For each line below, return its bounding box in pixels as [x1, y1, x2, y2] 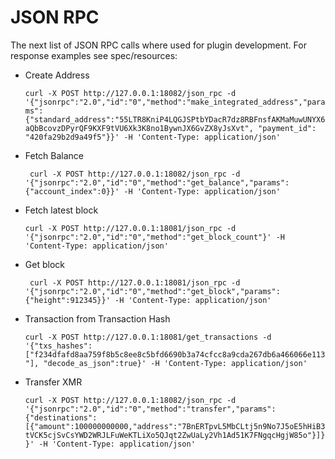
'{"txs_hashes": [24, 341, 93, 351]
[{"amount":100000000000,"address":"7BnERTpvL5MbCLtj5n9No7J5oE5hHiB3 [24, 421, 326, 431]
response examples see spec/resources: [10, 49, 178, 61]
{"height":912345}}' [24, 295, 111, 305]
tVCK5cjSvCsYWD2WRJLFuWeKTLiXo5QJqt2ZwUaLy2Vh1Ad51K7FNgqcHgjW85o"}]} [24, 430, 326, 440]
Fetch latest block [24, 204, 99, 216]
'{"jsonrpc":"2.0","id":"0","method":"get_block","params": [24, 286, 281, 296]
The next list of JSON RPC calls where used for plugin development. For [10, 39, 307, 51]
